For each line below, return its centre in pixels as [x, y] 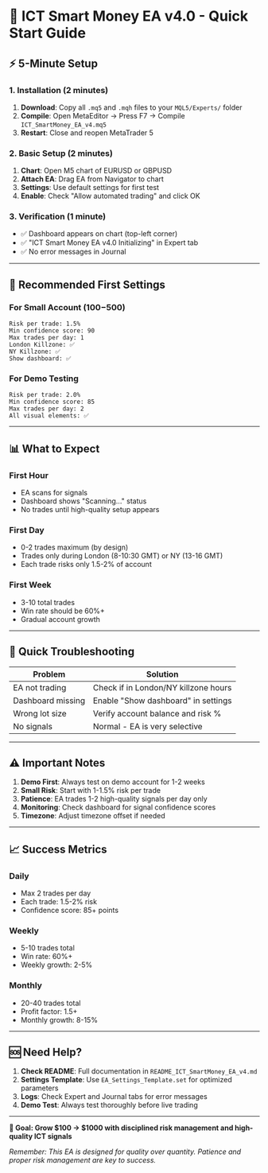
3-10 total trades [47, 602]
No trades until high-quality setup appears [90, 510]
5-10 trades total [47, 948]
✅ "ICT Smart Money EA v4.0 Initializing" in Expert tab [109, 243]
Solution [163, 674]
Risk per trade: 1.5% [45, 324]
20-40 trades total [50, 1003]
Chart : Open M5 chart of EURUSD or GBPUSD [96, 171]
